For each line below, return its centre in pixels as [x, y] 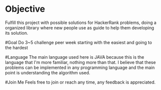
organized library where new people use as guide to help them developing [80, 27]
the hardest [17, 47]
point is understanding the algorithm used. [48, 72]
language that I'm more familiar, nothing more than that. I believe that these [80, 62]
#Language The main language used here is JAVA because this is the [75, 57]
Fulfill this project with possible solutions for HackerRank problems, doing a [81, 22]
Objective [25, 9]
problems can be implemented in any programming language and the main [80, 67]
